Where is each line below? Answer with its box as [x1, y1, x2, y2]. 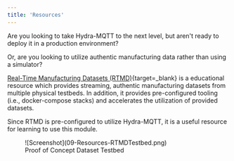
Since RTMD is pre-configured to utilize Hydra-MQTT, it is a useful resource [7, 117, 227, 126]
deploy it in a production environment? [7, 39, 119, 47]
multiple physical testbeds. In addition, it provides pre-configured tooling [7, 89, 218, 97]
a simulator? [7, 60, 43, 68]
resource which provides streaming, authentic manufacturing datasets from [7, 81, 226, 89]
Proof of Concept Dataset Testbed [25, 146, 124, 154]
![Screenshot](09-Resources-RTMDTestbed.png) [25, 138, 167, 147]
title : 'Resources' [7, 11, 65, 18]
